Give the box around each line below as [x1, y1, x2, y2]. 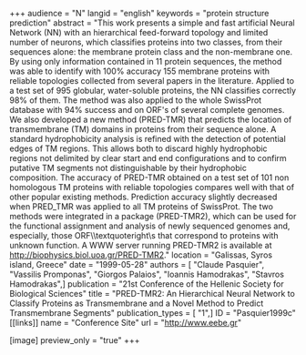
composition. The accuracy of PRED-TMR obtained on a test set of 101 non [9, 172, 290, 183]
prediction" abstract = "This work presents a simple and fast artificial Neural [9, 17, 295, 28]
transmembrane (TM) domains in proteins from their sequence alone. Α [9, 124, 277, 135]
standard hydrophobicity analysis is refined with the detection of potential [9, 134, 287, 144]
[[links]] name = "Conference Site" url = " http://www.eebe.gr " [9, 318, 242, 328]
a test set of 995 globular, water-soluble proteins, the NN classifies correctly [9, 86, 297, 96]
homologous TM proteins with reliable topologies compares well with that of [9, 182, 294, 192]
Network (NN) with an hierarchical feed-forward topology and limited [9, 27, 269, 37]
